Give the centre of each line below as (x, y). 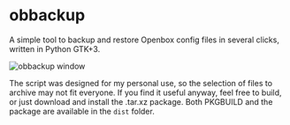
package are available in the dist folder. (82, 111)
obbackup (47, 15)
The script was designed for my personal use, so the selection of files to (141, 83)
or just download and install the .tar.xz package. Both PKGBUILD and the (141, 101)
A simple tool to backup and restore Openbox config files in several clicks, (145, 40)
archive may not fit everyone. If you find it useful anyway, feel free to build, (145, 92)
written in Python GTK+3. (55, 48)
